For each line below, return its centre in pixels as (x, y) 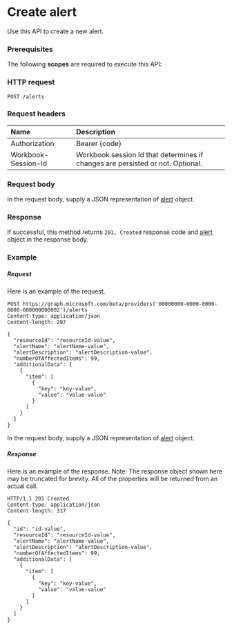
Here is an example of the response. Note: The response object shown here (115, 471)
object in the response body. (48, 240)
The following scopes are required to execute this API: (85, 64)
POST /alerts (26, 97)
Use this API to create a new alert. (56, 31)
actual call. (22, 486)
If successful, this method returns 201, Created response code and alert (110, 232)
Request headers (37, 114)
